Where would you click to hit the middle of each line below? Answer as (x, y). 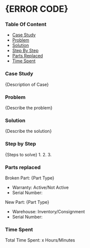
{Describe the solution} (29, 131)
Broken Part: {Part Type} (30, 178)
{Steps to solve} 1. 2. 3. (28, 154)
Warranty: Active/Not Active (40, 187)
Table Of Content (26, 25)
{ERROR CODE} (37, 9)
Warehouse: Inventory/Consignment (48, 211)
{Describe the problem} (29, 108)
